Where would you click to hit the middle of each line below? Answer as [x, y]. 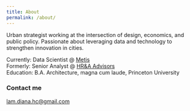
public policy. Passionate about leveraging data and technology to [89, 41]
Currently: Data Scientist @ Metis [48, 59]
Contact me [24, 88]
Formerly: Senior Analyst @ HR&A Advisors [60, 66]
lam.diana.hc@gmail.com [38, 101]
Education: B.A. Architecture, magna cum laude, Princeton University [93, 72]
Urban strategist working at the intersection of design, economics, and [95, 35]
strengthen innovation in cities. [45, 48]
